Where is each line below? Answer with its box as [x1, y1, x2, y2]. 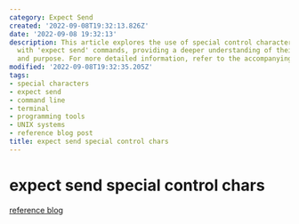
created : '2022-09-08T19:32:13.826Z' [9, 21, 149, 30]
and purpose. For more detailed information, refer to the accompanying [17, 54, 293, 63]
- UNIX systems [9, 121, 66, 130]
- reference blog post [9, 129, 93, 138]
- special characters [9, 79, 90, 88]
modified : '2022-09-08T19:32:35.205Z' [9, 63, 153, 72]
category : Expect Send [9, 12, 93, 22]
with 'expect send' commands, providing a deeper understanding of [17, 46, 273, 55]
